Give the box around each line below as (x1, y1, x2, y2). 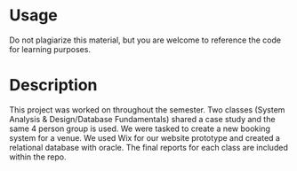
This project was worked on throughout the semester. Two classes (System (9, 104, 285, 115)
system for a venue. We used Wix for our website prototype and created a (9, 132, 280, 143)
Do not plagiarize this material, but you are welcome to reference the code (9, 35, 282, 45)
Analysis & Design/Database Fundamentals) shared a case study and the (9, 113, 276, 124)
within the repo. (9, 152, 67, 162)
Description (9, 75, 98, 96)
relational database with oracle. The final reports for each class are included (9, 142, 289, 152)
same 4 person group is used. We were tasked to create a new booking (9, 123, 271, 134)
